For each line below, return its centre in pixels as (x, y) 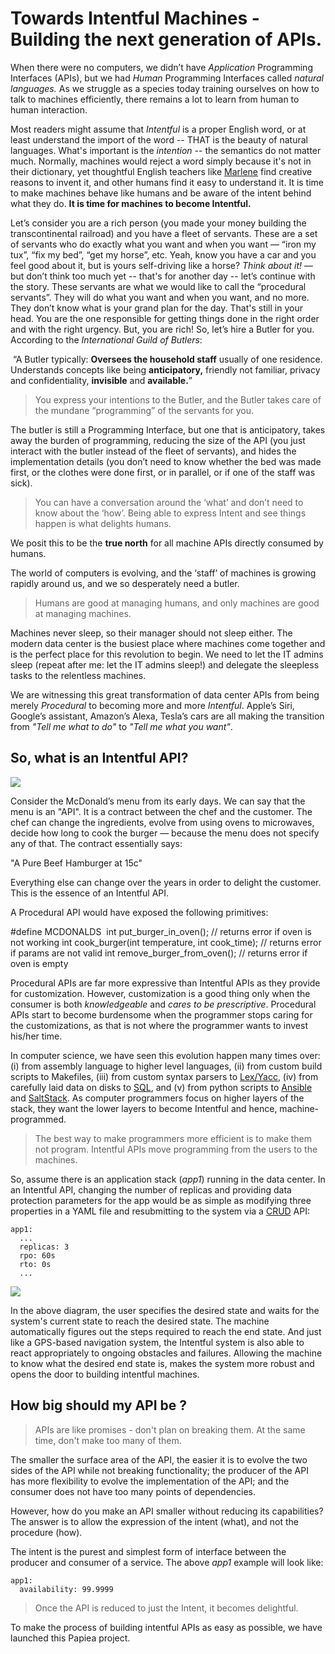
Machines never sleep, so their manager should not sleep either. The (151, 633)
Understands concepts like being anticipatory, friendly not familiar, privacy (165, 369)
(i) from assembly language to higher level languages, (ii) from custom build (166, 1066)
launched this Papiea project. (70, 1638)
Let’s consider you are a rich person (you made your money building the (158, 223)
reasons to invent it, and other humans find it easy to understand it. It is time (167, 182)
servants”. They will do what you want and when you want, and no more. (160, 297)
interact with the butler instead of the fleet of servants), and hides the (153, 451)
